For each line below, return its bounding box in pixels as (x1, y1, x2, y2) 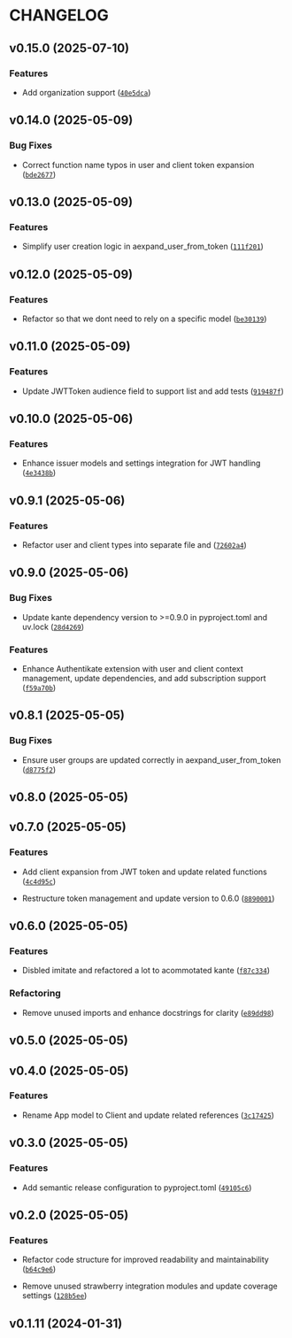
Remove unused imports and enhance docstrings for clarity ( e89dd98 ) (21, 1007, 274, 1018)
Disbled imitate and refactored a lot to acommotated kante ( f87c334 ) (21, 965, 271, 976)
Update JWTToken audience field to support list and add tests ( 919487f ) (21, 386, 285, 396)
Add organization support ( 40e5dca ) (21, 87, 151, 97)
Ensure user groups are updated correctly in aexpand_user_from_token (21, 754, 281, 765)
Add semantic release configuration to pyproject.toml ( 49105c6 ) (21, 1182, 252, 1193)
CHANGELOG (9, 5, 109, 26)
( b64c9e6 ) (21, 1264, 57, 1274)
